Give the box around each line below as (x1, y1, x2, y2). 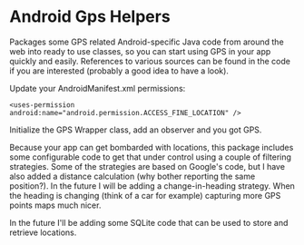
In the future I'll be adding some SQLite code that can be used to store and (9, 217, 289, 228)
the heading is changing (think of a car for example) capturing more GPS (9, 190, 281, 201)
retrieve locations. (9, 227, 77, 238)
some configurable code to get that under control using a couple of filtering (9, 152, 292, 162)
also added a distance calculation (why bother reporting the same (9, 171, 256, 181)
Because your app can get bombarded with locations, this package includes (9, 142, 294, 152)
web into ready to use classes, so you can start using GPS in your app (9, 45, 271, 56)
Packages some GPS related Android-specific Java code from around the (9, 36, 284, 47)
